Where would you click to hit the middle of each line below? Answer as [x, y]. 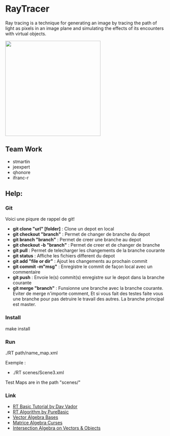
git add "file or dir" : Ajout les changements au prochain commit [80, 261]
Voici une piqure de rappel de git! [40, 219]
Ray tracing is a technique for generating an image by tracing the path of [81, 23]
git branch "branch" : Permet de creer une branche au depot [77, 240]
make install [18, 328]
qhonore [21, 172]
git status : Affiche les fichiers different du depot [64, 256]
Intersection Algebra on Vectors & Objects [57, 428]
